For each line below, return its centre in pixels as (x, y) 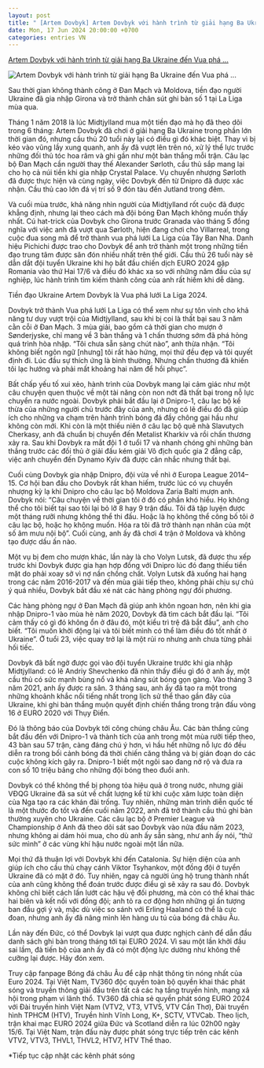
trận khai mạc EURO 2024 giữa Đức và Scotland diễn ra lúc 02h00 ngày (124, 1024)
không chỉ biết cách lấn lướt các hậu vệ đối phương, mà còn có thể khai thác (132, 893)
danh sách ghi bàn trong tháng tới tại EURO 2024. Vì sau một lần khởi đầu (127, 941)
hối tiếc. (21, 647)
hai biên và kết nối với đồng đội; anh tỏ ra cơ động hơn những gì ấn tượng (127, 901)
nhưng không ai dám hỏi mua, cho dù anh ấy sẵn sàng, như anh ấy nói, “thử (130, 836)
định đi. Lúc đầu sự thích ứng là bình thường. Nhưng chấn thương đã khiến (128, 361)
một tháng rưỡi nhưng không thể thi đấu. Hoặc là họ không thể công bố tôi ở (131, 517)
